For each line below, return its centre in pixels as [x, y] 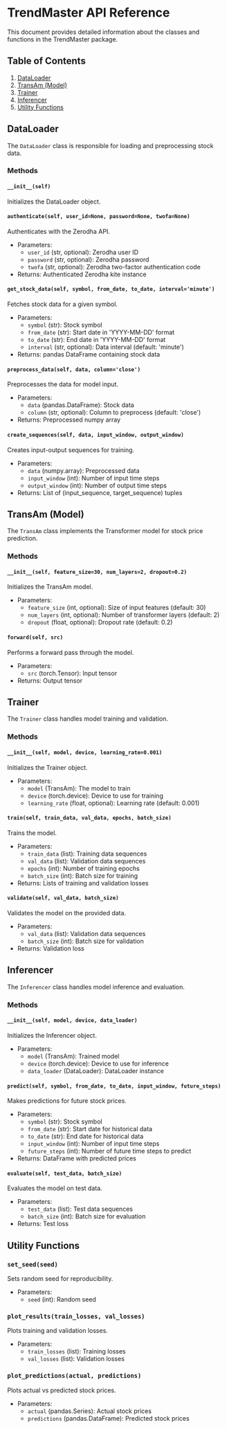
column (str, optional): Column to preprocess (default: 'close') [114, 413]
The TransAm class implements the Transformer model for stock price [105, 531]
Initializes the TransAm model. [50, 587]
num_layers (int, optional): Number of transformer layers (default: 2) [124, 615]
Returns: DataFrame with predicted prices [76, 1158]
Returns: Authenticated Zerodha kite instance [82, 274]
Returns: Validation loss [51, 948]
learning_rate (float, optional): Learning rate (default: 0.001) [113, 803]
